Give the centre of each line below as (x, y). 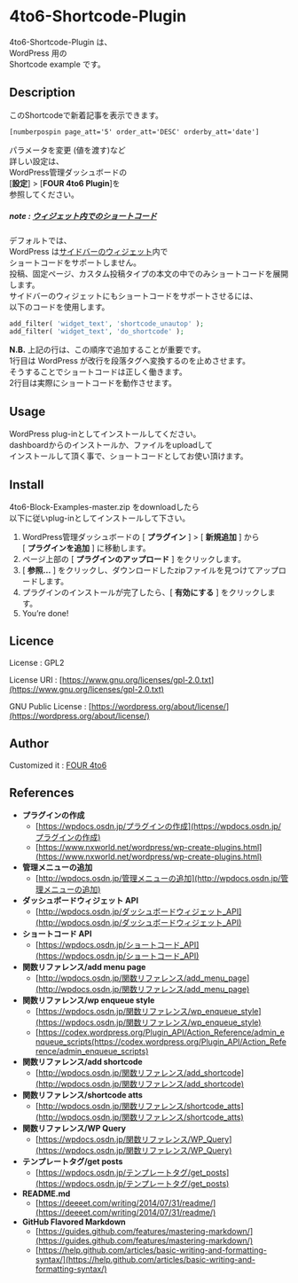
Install (27, 485)
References (42, 792)
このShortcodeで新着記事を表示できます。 (86, 115)
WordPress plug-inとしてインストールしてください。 (105, 434)
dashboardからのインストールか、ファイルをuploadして (111, 445)
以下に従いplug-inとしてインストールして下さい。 (100, 518)
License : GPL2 (37, 662)
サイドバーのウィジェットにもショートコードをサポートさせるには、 (133, 295)
